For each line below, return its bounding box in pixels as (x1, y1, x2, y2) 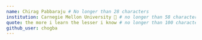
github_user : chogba (6, 25, 58, 31)
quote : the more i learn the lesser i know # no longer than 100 (6, 19, 173, 25)
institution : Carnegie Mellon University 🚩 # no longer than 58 (6, 14, 171, 20)
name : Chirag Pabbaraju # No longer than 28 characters (6, 8, 149, 15)
